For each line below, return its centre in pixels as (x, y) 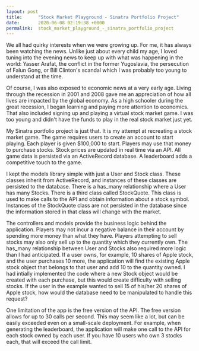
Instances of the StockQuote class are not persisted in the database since (97, 206)
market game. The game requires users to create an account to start (90, 138)
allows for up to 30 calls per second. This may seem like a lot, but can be (96, 317)
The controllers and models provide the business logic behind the (86, 224)
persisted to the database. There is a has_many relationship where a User (96, 187)
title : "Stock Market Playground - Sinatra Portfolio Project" (93, 17)
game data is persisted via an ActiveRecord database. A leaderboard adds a (99, 156)
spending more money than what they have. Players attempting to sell (91, 236)
